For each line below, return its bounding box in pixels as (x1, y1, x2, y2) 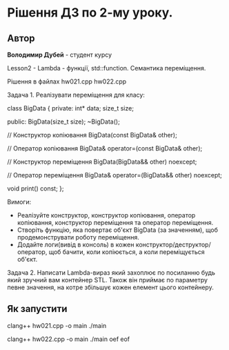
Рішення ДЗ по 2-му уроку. (7, 5, 173, 21)
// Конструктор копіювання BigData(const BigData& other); (7, 131, 177, 139)
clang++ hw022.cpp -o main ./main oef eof (7, 335, 130, 343)
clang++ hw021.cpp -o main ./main (7, 321, 107, 329)
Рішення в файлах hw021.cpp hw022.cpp (7, 77, 127, 86)
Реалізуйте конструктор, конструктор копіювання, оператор (17, 211, 196, 219)
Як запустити (7, 303, 68, 315)
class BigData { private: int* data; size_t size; (7, 104, 135, 112)
